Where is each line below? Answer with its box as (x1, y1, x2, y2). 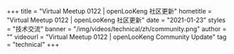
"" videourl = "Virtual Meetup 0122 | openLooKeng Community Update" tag (6, 33, 227, 41)
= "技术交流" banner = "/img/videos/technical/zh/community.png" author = (6, 25, 227, 33)
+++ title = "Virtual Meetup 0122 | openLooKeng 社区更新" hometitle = (6, 7, 213, 15)
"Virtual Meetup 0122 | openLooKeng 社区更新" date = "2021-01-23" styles (6, 16, 225, 24)
